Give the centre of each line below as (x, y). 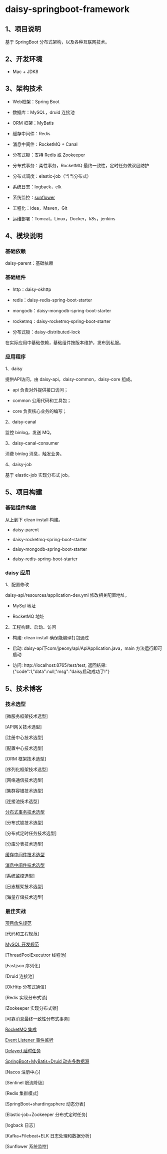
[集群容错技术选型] (24, 791)
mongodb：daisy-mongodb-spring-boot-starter (62, 310)
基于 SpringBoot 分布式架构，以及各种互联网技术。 (57, 42)
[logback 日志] (20, 1125)
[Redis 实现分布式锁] (26, 997)
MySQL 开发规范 (22, 944)
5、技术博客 (24, 689)
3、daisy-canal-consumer (32, 443)
